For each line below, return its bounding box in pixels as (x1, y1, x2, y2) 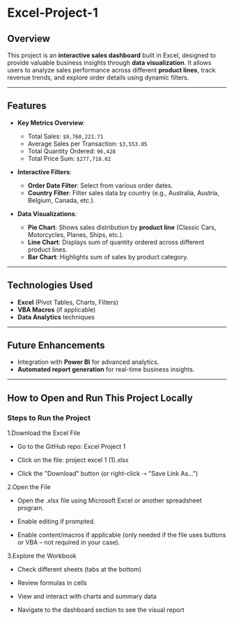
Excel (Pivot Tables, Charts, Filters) (17, 298, 119, 306)
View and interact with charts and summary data (17, 592, 157, 601)
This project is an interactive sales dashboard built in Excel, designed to (7, 51, 217, 59)
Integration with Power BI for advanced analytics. (17, 358, 159, 367)
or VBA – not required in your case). (17, 538, 120, 546)
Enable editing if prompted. (17, 517, 95, 526)
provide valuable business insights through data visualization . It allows (7, 59, 212, 67)
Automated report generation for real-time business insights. (17, 365, 195, 374)
